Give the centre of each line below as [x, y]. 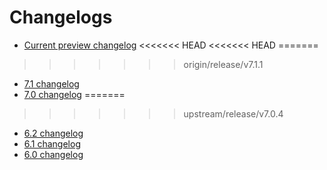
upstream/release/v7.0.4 [233, 113]
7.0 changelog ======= [74, 94]
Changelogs [61, 17]
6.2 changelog [53, 133]
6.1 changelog [52, 143]
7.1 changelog [51, 83]
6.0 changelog [53, 154]
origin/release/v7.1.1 [223, 64]
